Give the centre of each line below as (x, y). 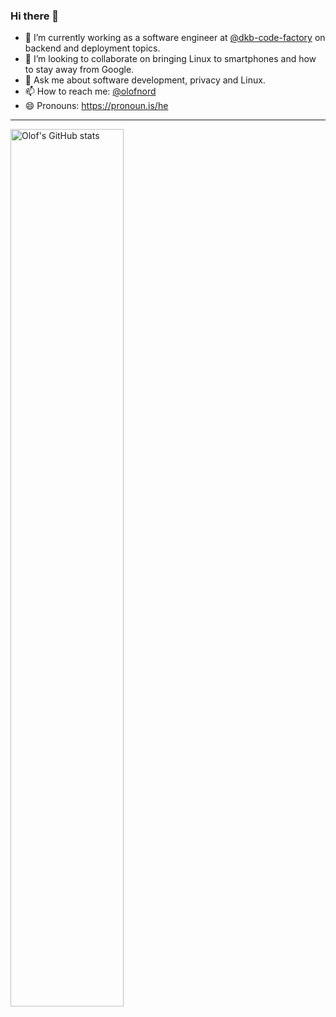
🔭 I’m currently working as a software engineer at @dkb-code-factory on (175, 38)
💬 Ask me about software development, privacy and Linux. (145, 80)
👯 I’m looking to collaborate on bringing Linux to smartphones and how (170, 59)
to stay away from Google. (79, 70)
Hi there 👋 (35, 16)
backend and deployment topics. (92, 48)
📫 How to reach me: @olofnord (90, 91)
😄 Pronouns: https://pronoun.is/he (96, 106)
